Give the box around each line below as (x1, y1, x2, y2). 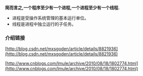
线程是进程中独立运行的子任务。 (12, 21, 76, 27)
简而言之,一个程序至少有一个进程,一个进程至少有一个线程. (5, 5, 120, 10)
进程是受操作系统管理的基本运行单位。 (12, 15, 89, 21)
